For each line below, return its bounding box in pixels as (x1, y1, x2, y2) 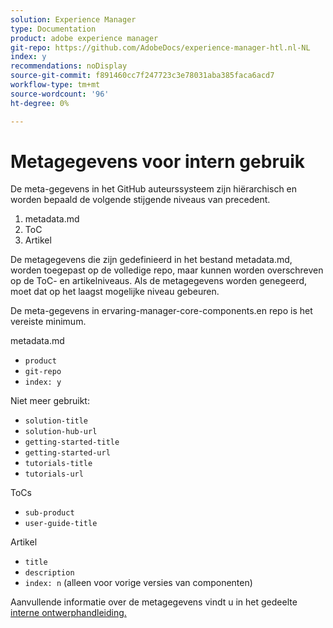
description (24, 568, 75, 578)
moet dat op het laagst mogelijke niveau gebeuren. (10, 286, 220, 298)
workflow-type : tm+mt (10, 80, 101, 90)
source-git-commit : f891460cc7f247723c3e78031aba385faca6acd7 (10, 71, 275, 81)
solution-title (24, 416, 89, 426)
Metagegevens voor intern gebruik (10, 150, 306, 173)
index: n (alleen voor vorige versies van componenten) (24, 577, 253, 589)
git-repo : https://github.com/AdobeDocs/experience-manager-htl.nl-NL (10, 42, 311, 53)
